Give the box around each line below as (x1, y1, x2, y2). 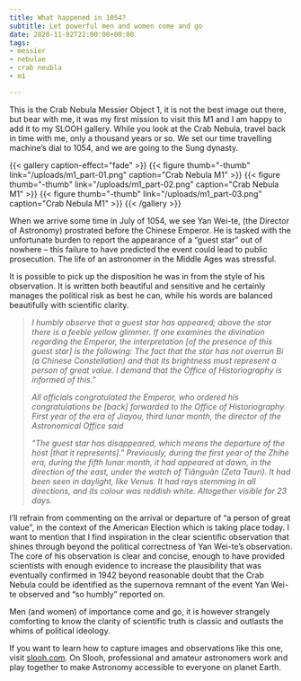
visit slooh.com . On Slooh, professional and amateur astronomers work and (9, 652, 288, 663)
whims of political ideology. (9, 625, 111, 636)
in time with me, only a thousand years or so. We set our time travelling (9, 132, 272, 144)
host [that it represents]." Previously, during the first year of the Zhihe (31, 447, 289, 458)
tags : (9, 38, 30, 48)
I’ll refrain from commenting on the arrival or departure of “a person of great (9, 512, 291, 523)
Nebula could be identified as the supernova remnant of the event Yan (9, 579, 270, 589)
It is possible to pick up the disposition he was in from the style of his (9, 270, 265, 281)
